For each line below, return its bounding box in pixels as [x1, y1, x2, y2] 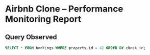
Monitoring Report [5, 14, 82, 25]
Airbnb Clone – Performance [5, 3, 124, 14]
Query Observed [5, 33, 57, 41]
